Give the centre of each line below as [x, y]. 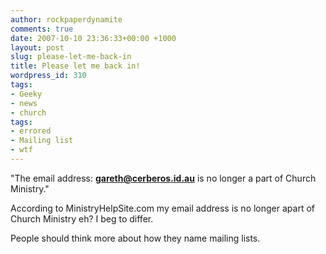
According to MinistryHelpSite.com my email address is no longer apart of [162, 208]
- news [24, 103]
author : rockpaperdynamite [66, 19]
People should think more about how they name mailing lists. [135, 238]
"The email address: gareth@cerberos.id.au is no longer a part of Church [163, 178]
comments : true [42, 29]
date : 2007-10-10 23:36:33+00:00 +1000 [93, 38]
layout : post [37, 47]
